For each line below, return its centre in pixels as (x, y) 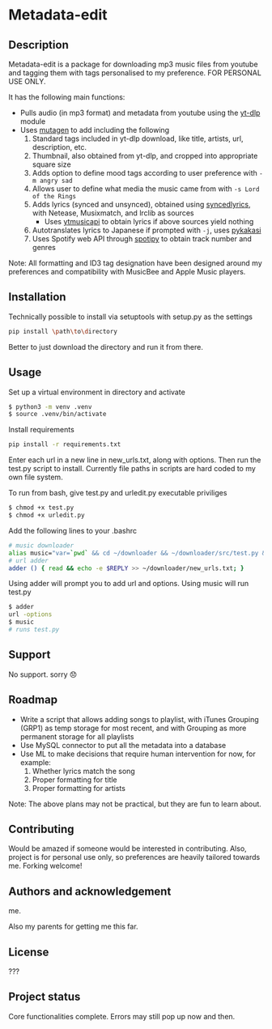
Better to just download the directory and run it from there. (106, 347)
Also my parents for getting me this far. (74, 927)
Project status (45, 997)
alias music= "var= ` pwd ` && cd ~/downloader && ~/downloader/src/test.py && (139, 553)
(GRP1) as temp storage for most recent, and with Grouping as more (133, 728)
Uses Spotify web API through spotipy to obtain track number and (142, 239)
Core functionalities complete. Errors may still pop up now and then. (122, 1016)
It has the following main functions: (67, 97)
